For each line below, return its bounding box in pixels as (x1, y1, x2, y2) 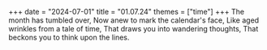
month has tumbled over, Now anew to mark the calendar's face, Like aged (8, 15, 260, 25)
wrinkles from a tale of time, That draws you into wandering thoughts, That (8, 24, 259, 33)
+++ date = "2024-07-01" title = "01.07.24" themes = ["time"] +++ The (8, 7, 245, 16)
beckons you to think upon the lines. (8, 32, 130, 42)
